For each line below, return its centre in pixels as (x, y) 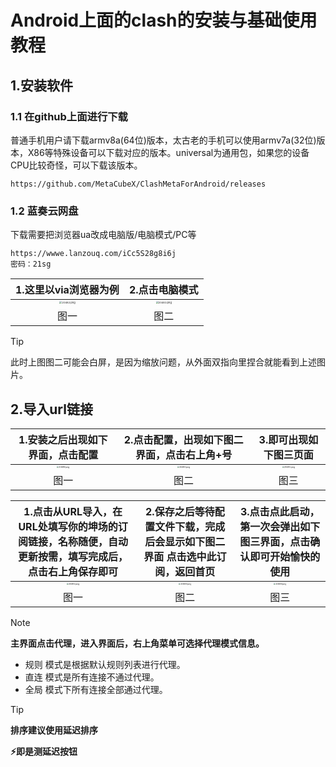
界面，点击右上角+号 (183, 454)
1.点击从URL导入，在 (73, 511)
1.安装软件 (42, 85)
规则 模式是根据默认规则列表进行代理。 (105, 664)
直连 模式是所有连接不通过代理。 (92, 677)
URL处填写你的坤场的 (68, 526)
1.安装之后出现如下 (63, 439)
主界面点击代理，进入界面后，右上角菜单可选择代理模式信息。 (137, 643)
